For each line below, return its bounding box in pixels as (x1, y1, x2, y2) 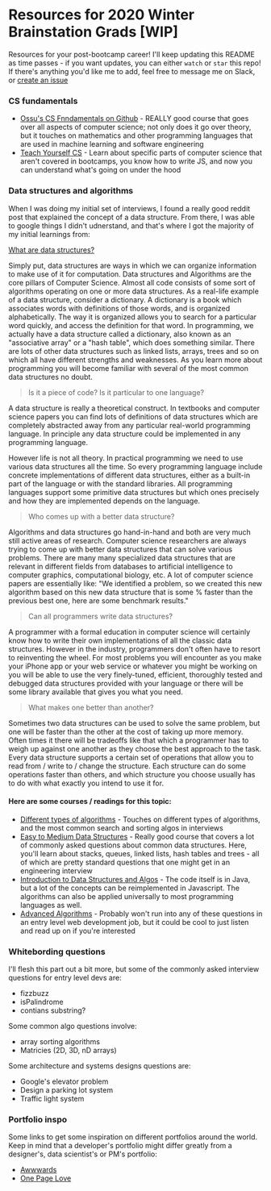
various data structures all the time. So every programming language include (8, 461, 263, 471)
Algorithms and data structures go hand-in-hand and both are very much (8, 527, 252, 537)
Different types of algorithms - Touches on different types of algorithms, (19, 814, 261, 824)
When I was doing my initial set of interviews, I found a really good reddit (8, 203, 251, 213)
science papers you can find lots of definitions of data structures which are (8, 411, 258, 421)
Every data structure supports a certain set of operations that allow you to (8, 752, 254, 762)
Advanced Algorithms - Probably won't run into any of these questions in (19, 909, 263, 918)
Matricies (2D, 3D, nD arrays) (19, 1046, 117, 1056)
